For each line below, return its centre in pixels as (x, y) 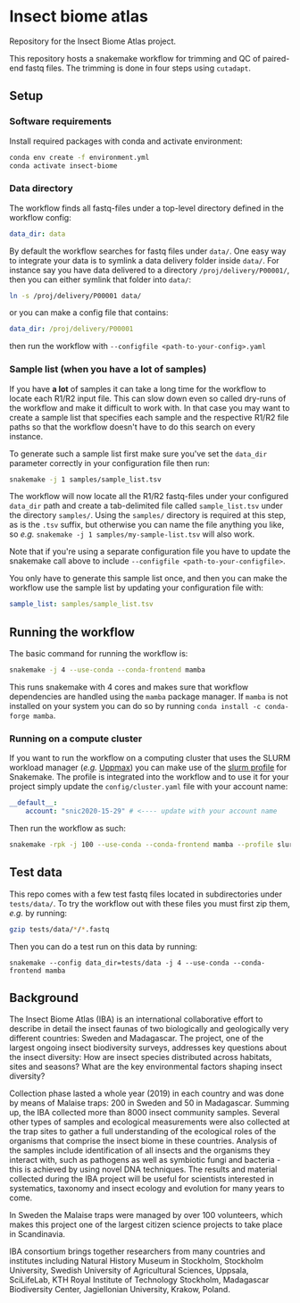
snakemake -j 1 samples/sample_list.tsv (86, 480)
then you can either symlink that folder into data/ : (100, 280)
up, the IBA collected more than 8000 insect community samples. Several (144, 1113)
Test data (36, 873)
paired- (276, 58)
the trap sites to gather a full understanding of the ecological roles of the (143, 1132)
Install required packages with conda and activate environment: (126, 141)
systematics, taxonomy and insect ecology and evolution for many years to (147, 1189)
